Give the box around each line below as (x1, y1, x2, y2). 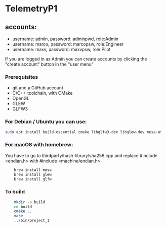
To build (5, 188, 25, 195)
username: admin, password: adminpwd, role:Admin (12, 36, 119, 42)
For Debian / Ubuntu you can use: (5, 118, 87, 125)
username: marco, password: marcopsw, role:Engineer (12, 41, 124, 47)
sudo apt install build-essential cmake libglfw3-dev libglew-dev (5, 129, 145, 134)
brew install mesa (14, 167, 52, 172)
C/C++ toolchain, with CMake (12, 90, 73, 96)
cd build (14, 204, 32, 209)
